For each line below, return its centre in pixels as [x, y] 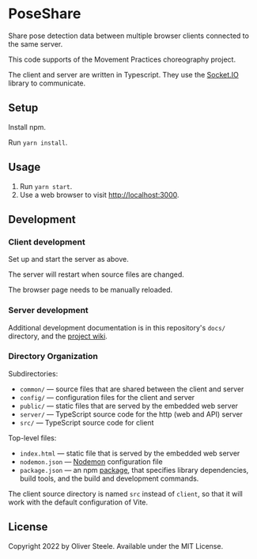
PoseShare [45, 14]
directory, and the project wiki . [58, 336]
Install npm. [27, 127]
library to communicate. [47, 83]
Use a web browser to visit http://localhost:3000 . [99, 195]
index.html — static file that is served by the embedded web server [130, 453]
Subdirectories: [33, 373]
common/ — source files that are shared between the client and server [132, 389]
